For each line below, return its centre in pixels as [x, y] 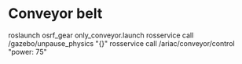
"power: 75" [27, 52]
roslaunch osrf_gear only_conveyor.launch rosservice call [101, 35]
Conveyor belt [55, 14]
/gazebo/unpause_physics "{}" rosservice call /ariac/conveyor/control [121, 43]
